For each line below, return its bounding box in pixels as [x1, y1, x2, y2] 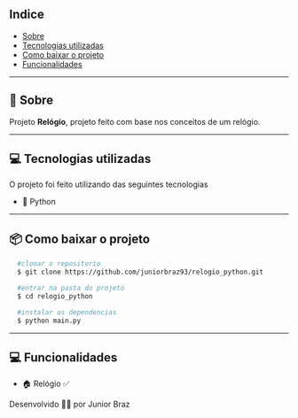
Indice [9, 7, 44, 22]
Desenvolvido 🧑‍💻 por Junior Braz [9, 399, 130, 410]
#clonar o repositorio [17, 259, 101, 268]
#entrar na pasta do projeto [17, 283, 125, 292]
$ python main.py [17, 316, 82, 325]
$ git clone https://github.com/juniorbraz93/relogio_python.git [17, 267, 264, 277]
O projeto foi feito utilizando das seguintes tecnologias [9, 179, 208, 190]
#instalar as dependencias [17, 307, 117, 317]
